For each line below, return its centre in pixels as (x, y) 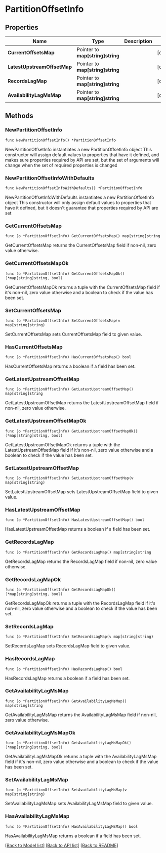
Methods (19, 116)
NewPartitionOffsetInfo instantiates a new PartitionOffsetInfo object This (79, 149)
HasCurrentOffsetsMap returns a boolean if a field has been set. (70, 366)
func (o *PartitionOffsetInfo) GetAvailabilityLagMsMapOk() (68, 743)
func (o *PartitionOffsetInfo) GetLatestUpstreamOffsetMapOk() (72, 431)
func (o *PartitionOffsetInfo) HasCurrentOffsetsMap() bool (68, 357)
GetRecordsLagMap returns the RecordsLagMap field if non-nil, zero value (81, 561)
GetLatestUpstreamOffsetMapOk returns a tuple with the (63, 445)
